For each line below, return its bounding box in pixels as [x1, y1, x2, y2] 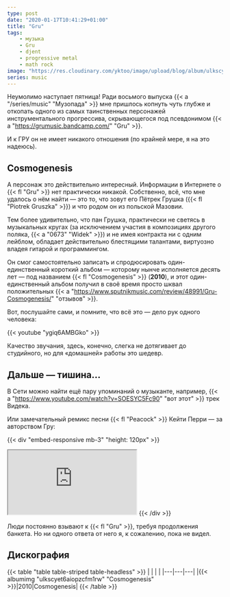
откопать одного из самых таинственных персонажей [7, 107, 166, 115]
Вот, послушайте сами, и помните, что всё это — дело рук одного [7, 308, 201, 316]
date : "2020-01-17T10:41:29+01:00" [7, 16, 109, 23]
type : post [7, 10, 38, 17]
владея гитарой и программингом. [7, 245, 110, 253]
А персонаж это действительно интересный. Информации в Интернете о [7, 180, 221, 189]
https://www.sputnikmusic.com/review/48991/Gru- [74, 288, 218, 296]
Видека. [7, 402, 31, 410]
